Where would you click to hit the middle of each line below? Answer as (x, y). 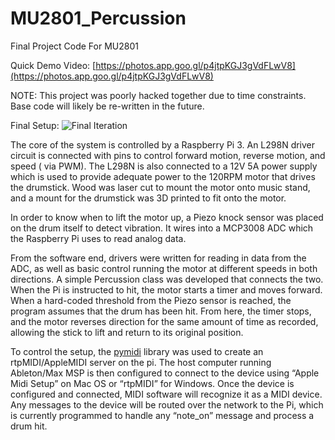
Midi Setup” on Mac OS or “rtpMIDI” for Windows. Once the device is (152, 383)
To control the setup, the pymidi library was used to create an (137, 351)
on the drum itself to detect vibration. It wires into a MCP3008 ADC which (162, 228)
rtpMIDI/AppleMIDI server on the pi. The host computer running (141, 362)
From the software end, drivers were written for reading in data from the (158, 258)
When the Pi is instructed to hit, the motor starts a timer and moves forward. (166, 289)
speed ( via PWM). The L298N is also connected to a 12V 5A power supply (164, 166)
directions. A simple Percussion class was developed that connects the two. (167, 279)
